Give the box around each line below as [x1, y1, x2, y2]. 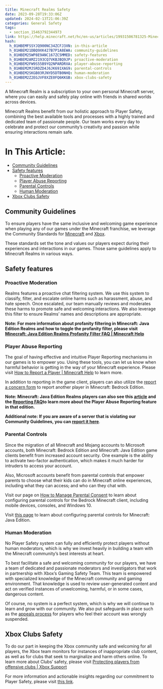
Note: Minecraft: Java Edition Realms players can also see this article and [5, 394, 156, 400]
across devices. [5, 98, 37, 105]
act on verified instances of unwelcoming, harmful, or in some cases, [5, 586, 143, 592]
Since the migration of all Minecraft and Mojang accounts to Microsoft [5, 442, 145, 448]
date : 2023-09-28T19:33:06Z [5, 12, 62, 17]
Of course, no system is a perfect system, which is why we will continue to [5, 601, 154, 607]
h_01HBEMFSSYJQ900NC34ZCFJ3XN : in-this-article [9, 43, 108, 48]
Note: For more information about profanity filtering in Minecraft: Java [5, 320, 149, 327]
